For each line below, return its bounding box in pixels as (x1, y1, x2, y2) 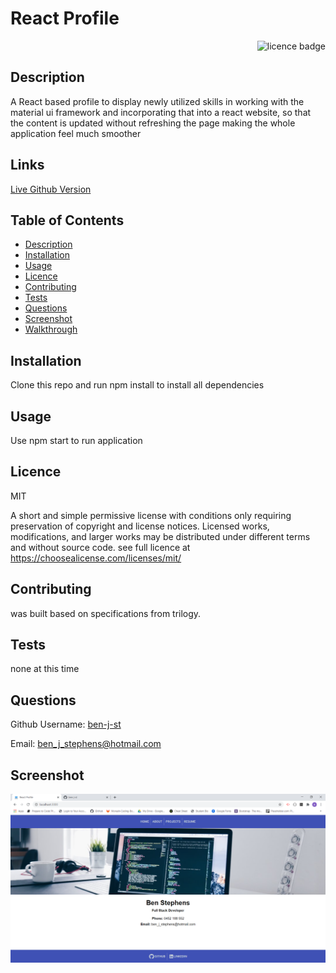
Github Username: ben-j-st (10, 718, 122, 731)
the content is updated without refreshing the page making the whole (10, 117, 296, 129)
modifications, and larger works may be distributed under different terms (10, 530, 311, 542)
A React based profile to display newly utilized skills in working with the (10, 95, 305, 107)
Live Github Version (10, 183, 92, 195)
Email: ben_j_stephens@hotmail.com (10, 738, 162, 750)
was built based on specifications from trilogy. (10, 607, 202, 619)
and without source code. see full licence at (10, 541, 191, 553)
